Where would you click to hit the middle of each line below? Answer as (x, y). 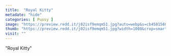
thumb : (12, 29)
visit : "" (16, 34)
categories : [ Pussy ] (29, 19)
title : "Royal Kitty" (29, 10)
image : (12, 24)
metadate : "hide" (24, 15)
